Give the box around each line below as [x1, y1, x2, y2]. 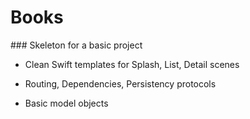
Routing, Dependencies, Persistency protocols [24, 77, 217, 90]
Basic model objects [24, 97, 109, 109]
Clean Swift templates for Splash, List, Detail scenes [24, 58, 240, 70]
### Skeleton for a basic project [10, 39, 143, 51]
